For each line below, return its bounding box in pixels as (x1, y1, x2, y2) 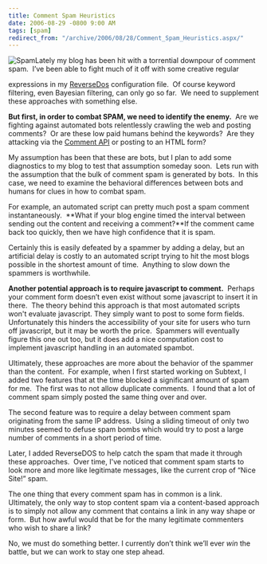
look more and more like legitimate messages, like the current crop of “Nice (8, 465, 257, 475)
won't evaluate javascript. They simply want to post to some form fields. (8, 309, 245, 319)
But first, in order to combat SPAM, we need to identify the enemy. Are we (8, 112, 259, 122)
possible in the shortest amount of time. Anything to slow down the (8, 260, 230, 269)
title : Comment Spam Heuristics (8, 11, 116, 20)
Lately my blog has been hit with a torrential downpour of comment (34, 56, 256, 65)
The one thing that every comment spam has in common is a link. (8, 489, 223, 499)
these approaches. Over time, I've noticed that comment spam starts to (8, 457, 245, 467)
